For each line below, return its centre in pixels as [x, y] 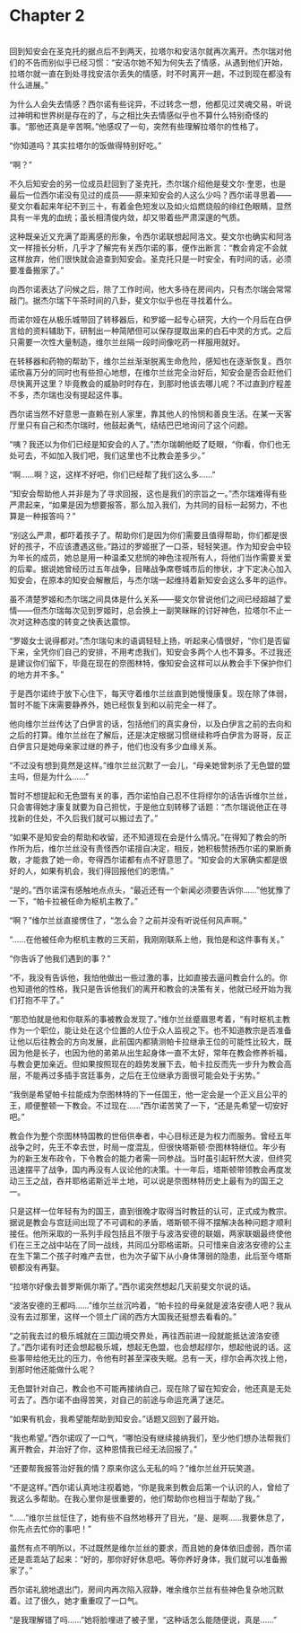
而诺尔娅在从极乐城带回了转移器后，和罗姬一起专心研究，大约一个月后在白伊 [150, 319]
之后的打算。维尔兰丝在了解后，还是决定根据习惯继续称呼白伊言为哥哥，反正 [150, 735]
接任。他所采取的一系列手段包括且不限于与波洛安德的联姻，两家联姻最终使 [146, 1233]
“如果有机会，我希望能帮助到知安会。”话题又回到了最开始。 [117, 1418]
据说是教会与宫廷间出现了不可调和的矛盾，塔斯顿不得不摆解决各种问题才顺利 [150, 1222]
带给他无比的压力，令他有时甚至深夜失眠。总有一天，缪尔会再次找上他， [158, 1358]
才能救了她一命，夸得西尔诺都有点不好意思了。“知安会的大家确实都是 [152, 860]
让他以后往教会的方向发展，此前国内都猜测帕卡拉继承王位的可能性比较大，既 [150, 1041]
